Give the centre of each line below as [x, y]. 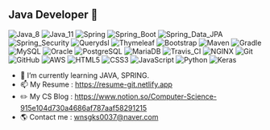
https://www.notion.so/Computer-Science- [146, 96]
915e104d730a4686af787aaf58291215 [83, 108]
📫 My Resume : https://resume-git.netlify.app [96, 84]
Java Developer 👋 [53, 15]
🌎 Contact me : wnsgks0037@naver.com [89, 116]
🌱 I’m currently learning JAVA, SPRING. [85, 75]
